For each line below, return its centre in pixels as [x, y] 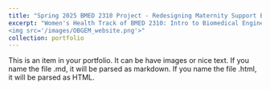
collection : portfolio [46, 38]
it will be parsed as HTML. [51, 77]
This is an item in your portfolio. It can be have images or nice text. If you [129, 61]
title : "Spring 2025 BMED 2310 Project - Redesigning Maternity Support [133, 16]
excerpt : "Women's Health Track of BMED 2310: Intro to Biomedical [124, 23]
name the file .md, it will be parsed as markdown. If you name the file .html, [133, 69]
